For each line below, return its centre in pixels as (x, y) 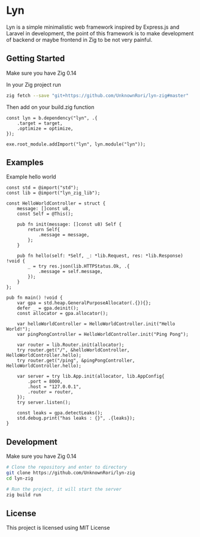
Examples (25, 163)
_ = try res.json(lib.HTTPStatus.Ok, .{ (79, 266)
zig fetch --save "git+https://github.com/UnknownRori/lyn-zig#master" (97, 95)
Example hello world (31, 177)
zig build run (24, 494)
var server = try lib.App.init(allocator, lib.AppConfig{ (91, 377)
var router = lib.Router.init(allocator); (71, 345)
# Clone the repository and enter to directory (67, 468)
